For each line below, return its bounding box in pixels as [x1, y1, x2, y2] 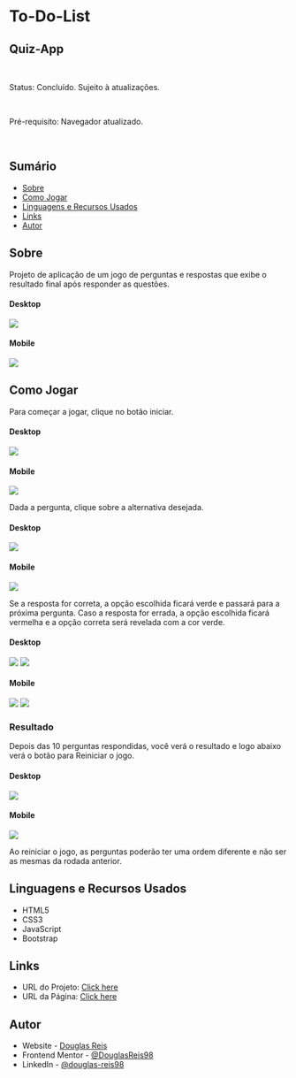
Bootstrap [21, 933, 58, 944]
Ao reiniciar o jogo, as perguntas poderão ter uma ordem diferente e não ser [9, 846, 287, 857]
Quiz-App [9, 42, 65, 57]
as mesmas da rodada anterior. [9, 855, 122, 866]
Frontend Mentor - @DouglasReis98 [21, 1050, 154, 1060]
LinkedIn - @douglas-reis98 [21, 1059, 125, 1070]
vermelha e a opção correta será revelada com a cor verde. [9, 616, 225, 627]
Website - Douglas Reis [21, 1041, 108, 1051]
